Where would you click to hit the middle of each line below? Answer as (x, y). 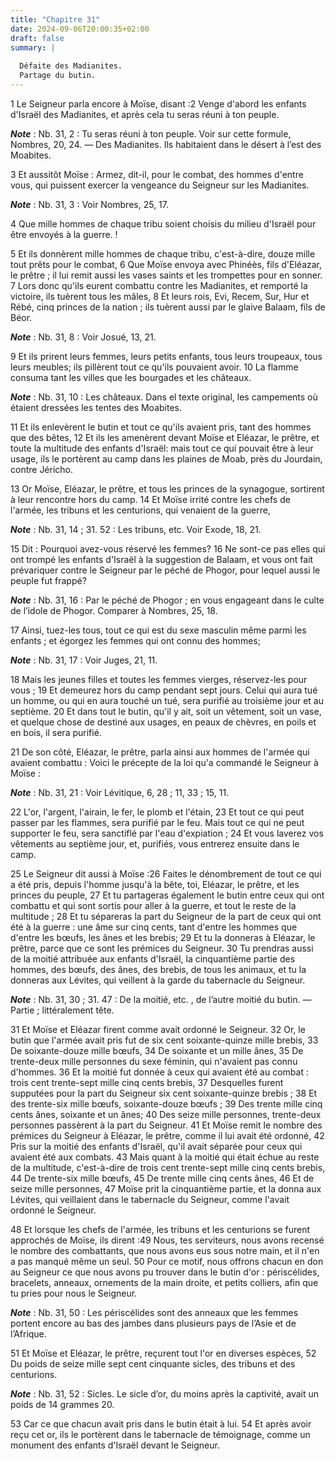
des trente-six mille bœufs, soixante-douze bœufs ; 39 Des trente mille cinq (166, 1103)
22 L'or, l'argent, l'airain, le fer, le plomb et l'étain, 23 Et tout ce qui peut (157, 812)
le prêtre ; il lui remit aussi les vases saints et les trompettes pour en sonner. (166, 275)
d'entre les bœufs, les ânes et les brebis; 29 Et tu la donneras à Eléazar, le (163, 937)
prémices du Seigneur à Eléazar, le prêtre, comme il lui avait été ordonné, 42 (167, 1135)
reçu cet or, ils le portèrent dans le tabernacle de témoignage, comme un (160, 1434)
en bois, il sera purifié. (56, 732)
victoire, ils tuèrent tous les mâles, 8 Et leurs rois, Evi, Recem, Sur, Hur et (160, 296)
